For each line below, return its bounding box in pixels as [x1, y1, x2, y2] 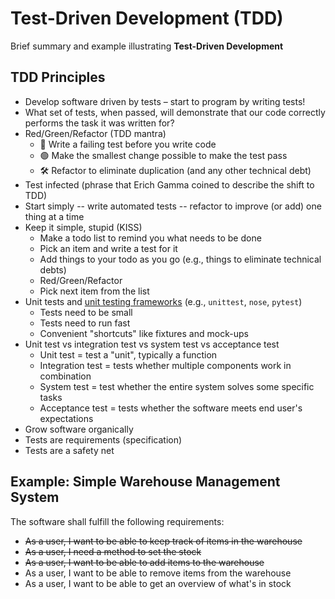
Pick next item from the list [39, 285, 150, 297]
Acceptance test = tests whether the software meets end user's [39, 402, 303, 414]
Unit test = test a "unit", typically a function [39, 348, 218, 361]
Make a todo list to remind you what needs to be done [39, 232, 262, 244]
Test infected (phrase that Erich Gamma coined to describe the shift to [24, 178, 315, 191]
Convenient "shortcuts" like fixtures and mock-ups [39, 327, 249, 339]
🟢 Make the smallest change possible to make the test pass [39, 149, 288, 161]
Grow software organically [24, 423, 134, 435]
